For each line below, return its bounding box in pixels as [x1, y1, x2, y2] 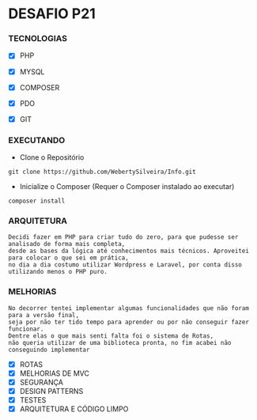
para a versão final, [8, 311, 80, 319]
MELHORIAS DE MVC [19, 369, 89, 378]
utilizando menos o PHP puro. [8, 268, 108, 276]
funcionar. [8, 325, 44, 333]
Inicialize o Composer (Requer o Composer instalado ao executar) [19, 182, 235, 191]
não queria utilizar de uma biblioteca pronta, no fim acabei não [8, 339, 232, 346]
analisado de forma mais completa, [8, 240, 126, 248]
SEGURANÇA [19, 377, 63, 387]
